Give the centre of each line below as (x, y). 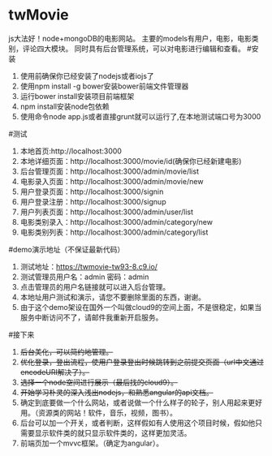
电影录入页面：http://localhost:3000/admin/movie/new (112, 181)
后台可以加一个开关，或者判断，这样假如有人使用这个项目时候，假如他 (138, 423)
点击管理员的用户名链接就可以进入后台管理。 (95, 286)
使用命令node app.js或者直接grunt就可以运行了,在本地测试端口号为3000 (140, 116)
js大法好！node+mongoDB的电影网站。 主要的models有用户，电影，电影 (130, 38)
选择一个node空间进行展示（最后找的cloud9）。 (99, 382)
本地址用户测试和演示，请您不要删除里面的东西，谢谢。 (112, 297)
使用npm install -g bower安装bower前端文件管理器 (104, 86)
